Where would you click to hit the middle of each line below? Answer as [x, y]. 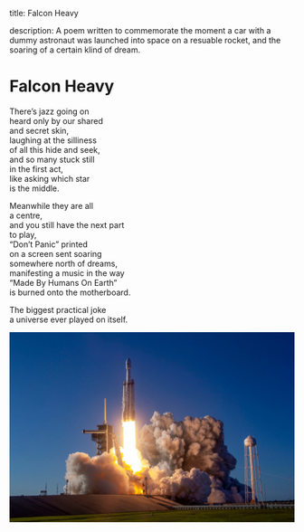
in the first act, [36, 169]
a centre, [26, 215]
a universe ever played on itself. [69, 319]
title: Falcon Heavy [44, 13]
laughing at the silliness [53, 140]
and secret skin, [39, 130]
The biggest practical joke [58, 309]
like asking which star [50, 178]
